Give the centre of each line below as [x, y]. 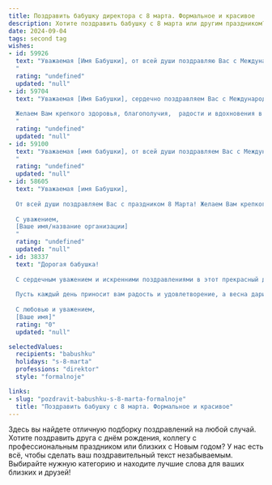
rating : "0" [36, 325]
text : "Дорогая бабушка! [57, 264]
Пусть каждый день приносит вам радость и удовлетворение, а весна [132, 295]
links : [19, 391]
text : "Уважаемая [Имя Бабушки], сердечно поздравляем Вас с [121, 99]
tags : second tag [38, 38]
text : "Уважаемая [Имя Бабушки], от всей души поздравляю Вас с [126, 62]
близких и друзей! [40, 472]
